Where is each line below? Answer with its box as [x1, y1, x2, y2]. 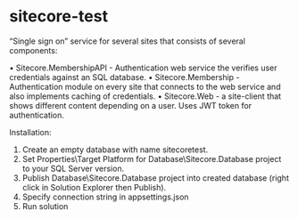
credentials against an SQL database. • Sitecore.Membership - [9, 71, 240, 82]
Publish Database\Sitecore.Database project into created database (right [21, 172, 290, 183]
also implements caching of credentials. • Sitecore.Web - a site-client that [9, 91, 282, 101]
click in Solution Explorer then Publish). [21, 182, 167, 192]
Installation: [9, 126, 52, 137]
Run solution [21, 200, 69, 211]
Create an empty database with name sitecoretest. [21, 144, 209, 155]
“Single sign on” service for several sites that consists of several [9, 36, 245, 46]
